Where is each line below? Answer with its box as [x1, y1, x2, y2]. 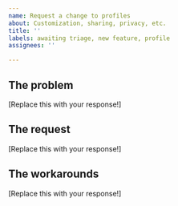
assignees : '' [8, 42, 56, 50]
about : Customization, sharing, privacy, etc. [8, 19, 167, 27]
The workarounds [8, 168, 99, 181]
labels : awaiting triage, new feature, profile [8, 34, 171, 42]
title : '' [8, 26, 42, 34]
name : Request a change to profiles [8, 11, 131, 20]
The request [8, 123, 71, 136]
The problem [8, 78, 74, 92]
